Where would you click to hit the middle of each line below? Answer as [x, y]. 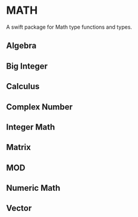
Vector [19, 208]
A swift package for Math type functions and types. [69, 27]
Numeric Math [33, 188]
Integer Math [31, 127]
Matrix [18, 147]
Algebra [21, 46]
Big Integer [27, 66]
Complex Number [40, 107]
